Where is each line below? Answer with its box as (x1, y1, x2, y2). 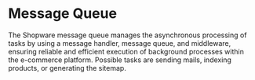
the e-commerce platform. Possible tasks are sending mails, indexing (8, 55, 231, 64)
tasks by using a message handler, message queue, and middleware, (8, 38, 231, 47)
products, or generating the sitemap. (8, 63, 127, 72)
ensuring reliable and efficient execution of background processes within (8, 47, 245, 56)
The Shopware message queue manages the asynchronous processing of (8, 30, 247, 40)
